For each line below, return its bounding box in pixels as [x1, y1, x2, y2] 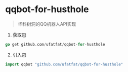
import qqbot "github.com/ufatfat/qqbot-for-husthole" [5, 62, 123, 67]
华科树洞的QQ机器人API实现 [17, 21, 76, 27]
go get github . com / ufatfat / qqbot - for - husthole [5, 42, 105, 47]
